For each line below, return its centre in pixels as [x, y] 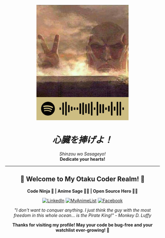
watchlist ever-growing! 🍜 [82, 230]
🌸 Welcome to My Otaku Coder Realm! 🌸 [82, 179]
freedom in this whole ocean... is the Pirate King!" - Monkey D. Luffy [82, 215]
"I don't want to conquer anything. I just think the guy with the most [82, 210]
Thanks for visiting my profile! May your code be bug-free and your [82, 225]
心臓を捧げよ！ [82, 140]
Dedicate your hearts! [82, 159]
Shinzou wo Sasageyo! [82, 154]
